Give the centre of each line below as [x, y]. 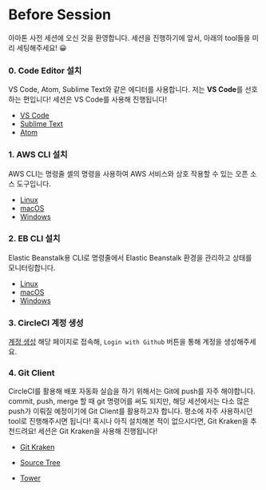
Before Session [60, 15]
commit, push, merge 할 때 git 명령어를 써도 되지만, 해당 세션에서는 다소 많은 [129, 401]
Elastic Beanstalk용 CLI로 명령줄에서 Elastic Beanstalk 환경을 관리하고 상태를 [130, 257]
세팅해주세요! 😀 [42, 48]
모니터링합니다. [32, 267]
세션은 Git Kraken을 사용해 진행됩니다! [98, 431]
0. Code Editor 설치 [45, 70]
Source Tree [40, 463]
